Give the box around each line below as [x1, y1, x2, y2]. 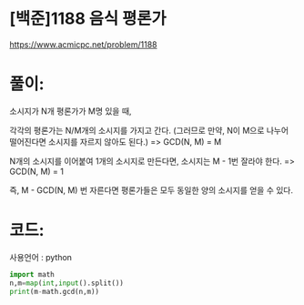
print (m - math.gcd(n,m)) [9, 287, 100, 296]
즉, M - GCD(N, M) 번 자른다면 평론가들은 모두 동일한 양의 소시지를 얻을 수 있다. [9, 184, 294, 196]
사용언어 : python [9, 251, 73, 262]
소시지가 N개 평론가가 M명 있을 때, [9, 106, 132, 117]
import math [9, 269, 55, 279]
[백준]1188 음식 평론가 [9, 8, 167, 29]
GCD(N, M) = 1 [9, 166, 64, 177]
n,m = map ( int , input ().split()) [9, 279, 125, 288]
